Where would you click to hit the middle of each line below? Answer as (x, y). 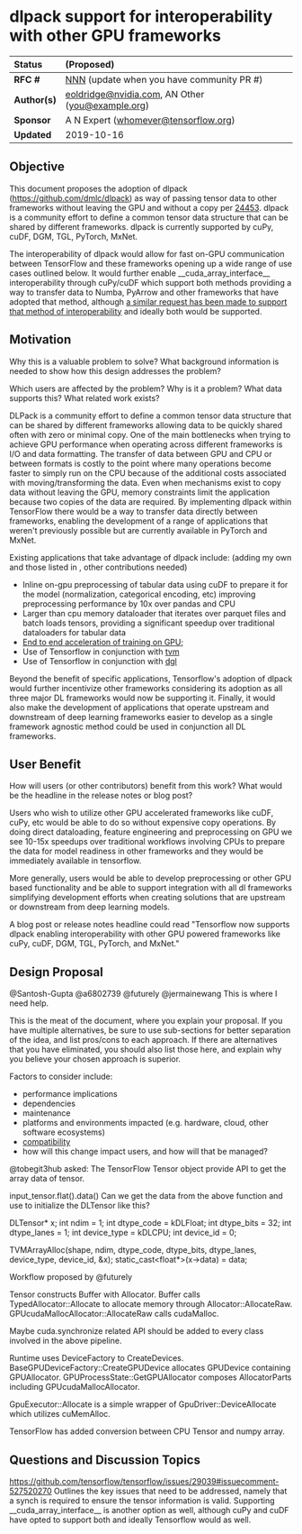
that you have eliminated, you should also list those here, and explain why (146, 1050)
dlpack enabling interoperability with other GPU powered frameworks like (145, 934)
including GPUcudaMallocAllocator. (75, 1387)
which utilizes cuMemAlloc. (60, 1414)
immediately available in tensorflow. (75, 861)
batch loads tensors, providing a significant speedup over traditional (149, 623)
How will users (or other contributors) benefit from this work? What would (146, 786)
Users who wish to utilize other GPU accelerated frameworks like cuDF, (142, 813)
